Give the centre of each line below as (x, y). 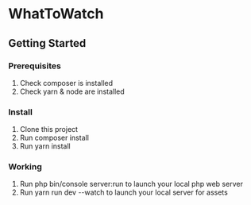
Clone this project (48, 130)
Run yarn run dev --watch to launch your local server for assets (124, 192)
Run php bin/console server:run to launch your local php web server (131, 184)
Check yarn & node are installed (72, 91)
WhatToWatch (56, 14)
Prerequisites (35, 66)
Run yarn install (45, 146)
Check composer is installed (66, 83)
